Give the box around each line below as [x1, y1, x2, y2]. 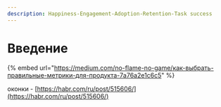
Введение [7, 40, 68, 56]
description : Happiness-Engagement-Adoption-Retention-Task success [7, 10, 213, 17]
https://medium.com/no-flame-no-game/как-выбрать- [53, 64, 214, 72]
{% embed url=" [7, 64, 55, 72]
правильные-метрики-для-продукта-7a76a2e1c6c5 [7, 71, 162, 79]
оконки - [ [7, 85, 37, 93]
